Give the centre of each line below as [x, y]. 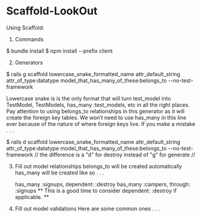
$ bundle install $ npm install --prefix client [59, 51]
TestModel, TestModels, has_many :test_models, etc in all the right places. [98, 105]
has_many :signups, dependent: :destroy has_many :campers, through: [103, 184]
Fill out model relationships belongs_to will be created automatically [98, 166]
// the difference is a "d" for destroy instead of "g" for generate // [115, 155]
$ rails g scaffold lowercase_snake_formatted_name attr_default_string [93, 74]
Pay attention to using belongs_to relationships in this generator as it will [95, 111]
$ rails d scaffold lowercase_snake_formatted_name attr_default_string [93, 141]
